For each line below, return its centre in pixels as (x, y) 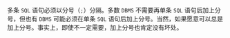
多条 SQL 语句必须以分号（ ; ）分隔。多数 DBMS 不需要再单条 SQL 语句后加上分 (114, 10)
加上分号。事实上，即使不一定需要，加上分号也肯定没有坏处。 (95, 27)
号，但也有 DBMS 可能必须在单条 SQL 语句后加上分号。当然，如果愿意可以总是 (115, 19)
